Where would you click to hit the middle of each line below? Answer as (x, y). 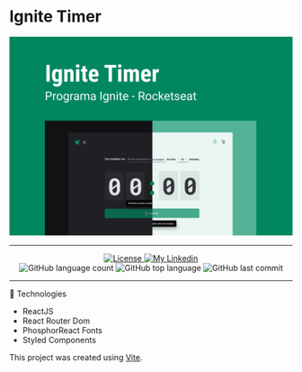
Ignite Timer (55, 17)
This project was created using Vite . (76, 358)
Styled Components (59, 340)
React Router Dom (56, 321)
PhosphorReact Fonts (62, 331)
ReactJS (38, 312)
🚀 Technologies (38, 294)
